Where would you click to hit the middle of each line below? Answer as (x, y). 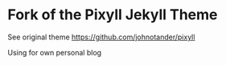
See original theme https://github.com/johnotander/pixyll (101, 37)
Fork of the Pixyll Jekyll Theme (113, 15)
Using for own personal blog (55, 52)
